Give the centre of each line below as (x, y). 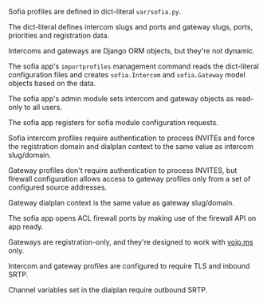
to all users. (43, 107)
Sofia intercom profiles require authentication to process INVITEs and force (132, 138)
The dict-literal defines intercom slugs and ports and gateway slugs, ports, (131, 27)
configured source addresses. (58, 187)
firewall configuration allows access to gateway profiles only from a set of (130, 179)
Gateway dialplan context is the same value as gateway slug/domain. (122, 203)
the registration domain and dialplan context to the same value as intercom (131, 146)
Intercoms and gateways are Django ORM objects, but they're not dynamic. (132, 51)
